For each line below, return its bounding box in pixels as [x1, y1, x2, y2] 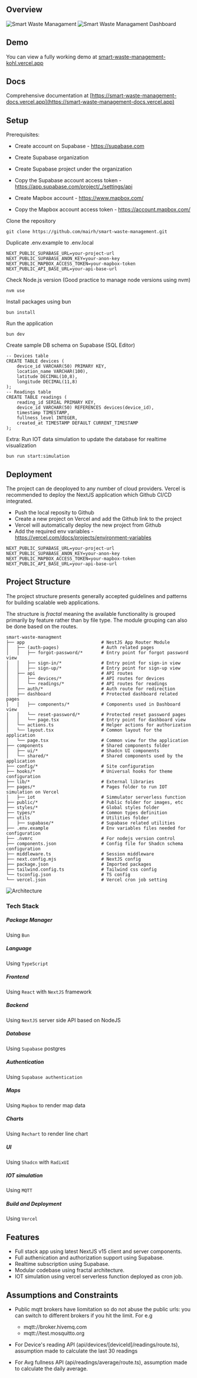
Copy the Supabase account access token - [14, 177, 122, 184]
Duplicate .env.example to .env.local [6, 239, 94, 247]
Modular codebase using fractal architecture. [14, 1267, 125, 1274]
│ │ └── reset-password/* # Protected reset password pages [6, 711, 186, 717]
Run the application [6, 320, 53, 327]
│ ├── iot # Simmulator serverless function [6, 794, 186, 800]
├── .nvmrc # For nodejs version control [6, 835, 176, 841]
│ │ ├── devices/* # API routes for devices [6, 675, 165, 681]
